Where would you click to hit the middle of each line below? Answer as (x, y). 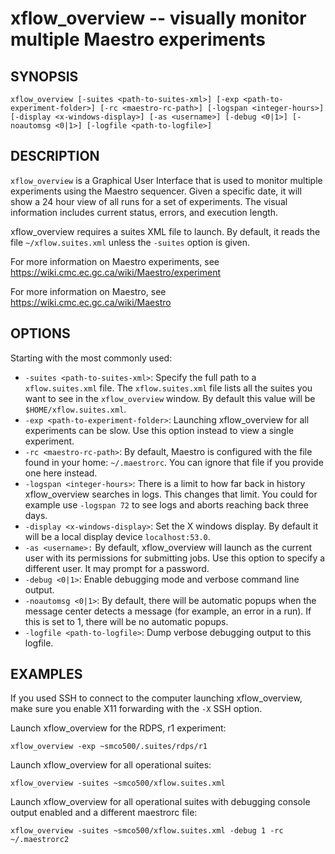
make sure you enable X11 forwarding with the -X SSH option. (136, 709)
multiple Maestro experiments (138, 39)
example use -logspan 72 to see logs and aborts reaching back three (166, 504)
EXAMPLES (46, 674)
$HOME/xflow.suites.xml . (75, 409)
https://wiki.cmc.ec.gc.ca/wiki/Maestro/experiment (116, 272)
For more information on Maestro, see (88, 291)
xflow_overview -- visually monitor (158, 18)
